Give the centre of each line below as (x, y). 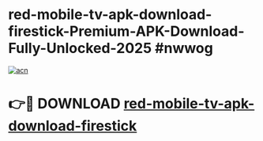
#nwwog (184, 48)
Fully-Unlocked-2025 (80, 48)
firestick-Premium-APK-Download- (126, 31)
